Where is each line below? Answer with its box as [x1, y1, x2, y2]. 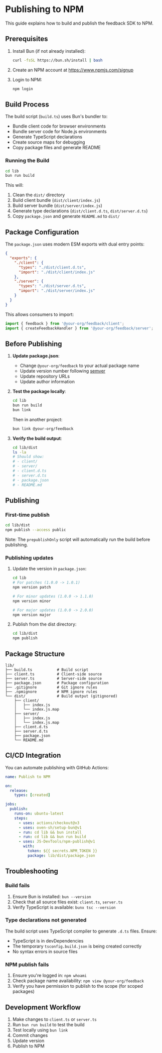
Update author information [20, 379, 75, 385]
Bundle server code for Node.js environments [12, 129, 107, 135]
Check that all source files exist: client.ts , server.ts [12, 899, 123, 905]
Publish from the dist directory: [12, 621, 77, 627]
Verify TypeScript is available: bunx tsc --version [12, 904, 116, 910]
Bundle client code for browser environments [12, 123, 106, 129]
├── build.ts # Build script [5, 667, 89, 672]
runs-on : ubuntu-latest [14, 811, 64, 816]
